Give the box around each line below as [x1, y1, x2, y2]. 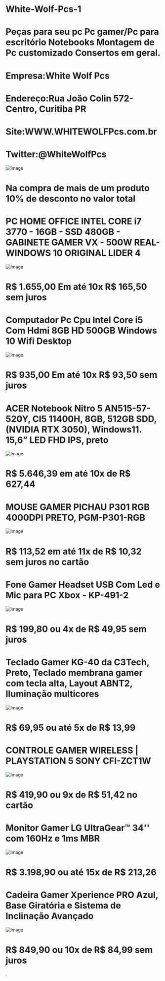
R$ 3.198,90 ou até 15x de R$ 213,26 [5, 867, 157, 878]
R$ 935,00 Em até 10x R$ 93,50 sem [5, 369, 158, 381]
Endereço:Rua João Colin [5, 93, 112, 104]
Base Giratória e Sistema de [5, 900, 122, 911]
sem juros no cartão [5, 556, 89, 567]
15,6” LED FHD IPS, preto [5, 434, 109, 445]
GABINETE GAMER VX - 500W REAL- [5, 237, 160, 248]
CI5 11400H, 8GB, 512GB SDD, [32, 413, 157, 424]
